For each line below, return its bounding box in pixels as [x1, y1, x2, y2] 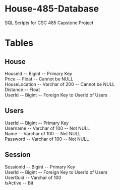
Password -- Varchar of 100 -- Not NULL [5, 136, 89, 142]
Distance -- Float [5, 86, 40, 92]
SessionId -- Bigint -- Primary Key [5, 164, 75, 170]
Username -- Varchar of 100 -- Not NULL [5, 125, 90, 131]
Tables [5, 37, 34, 49]
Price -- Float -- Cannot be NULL [5, 76, 74, 82]
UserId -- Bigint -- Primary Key [5, 120, 69, 126]
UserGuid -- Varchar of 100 [5, 174, 62, 180]
